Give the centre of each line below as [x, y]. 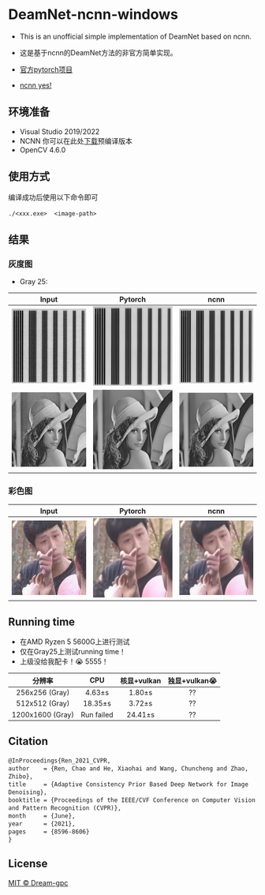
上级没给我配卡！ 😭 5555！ [64, 661]
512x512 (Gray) [43, 703]
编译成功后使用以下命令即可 [53, 197]
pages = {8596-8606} [49, 831]
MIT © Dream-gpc [38, 882]
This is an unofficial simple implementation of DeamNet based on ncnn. [136, 36]
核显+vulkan [140, 680]
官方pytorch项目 [46, 69]
